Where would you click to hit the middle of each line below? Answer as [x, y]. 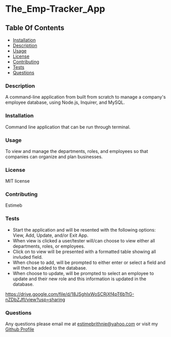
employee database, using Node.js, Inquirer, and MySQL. [65, 102]
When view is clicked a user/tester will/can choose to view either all [84, 240]
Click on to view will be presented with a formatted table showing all [84, 252]
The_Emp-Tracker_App [55, 9]
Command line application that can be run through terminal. [68, 127]
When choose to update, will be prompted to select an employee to [83, 273]
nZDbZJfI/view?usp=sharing [35, 299]
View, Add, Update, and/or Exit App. [51, 235]
